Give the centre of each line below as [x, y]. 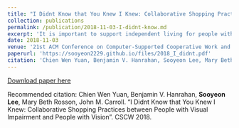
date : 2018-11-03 [33, 41]
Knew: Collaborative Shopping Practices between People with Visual [108, 109]
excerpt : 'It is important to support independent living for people [113, 34]
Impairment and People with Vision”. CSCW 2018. [80, 117]
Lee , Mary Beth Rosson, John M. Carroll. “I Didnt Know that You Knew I [111, 102]
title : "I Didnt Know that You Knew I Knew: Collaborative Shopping [111, 14]
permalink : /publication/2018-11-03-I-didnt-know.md [87, 27]
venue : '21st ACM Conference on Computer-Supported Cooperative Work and [119, 47]
